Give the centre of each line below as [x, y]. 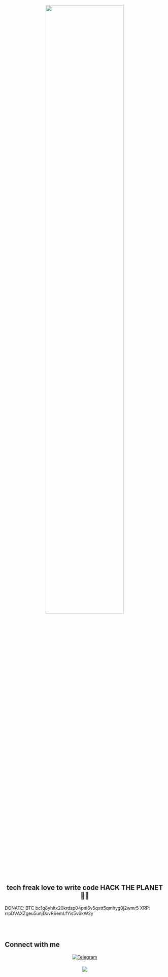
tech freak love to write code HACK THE [71, 888]
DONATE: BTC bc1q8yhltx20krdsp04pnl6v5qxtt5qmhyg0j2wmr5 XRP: [77, 908]
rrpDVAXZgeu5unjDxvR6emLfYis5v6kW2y [49, 913]
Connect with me [32, 945]
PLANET [150, 888]
